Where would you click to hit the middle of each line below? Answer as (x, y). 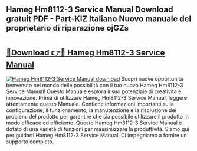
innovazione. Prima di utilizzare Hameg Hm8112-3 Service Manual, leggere (97, 98)
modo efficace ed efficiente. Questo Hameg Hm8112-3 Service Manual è (94, 123)
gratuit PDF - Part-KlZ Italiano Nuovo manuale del (99, 19)
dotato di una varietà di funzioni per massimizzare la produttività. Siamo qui (98, 129)
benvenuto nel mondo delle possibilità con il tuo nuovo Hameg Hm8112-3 (95, 85)
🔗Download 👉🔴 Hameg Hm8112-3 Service (86, 52)
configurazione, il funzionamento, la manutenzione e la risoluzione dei (91, 110)
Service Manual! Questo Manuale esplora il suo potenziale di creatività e (94, 91)
